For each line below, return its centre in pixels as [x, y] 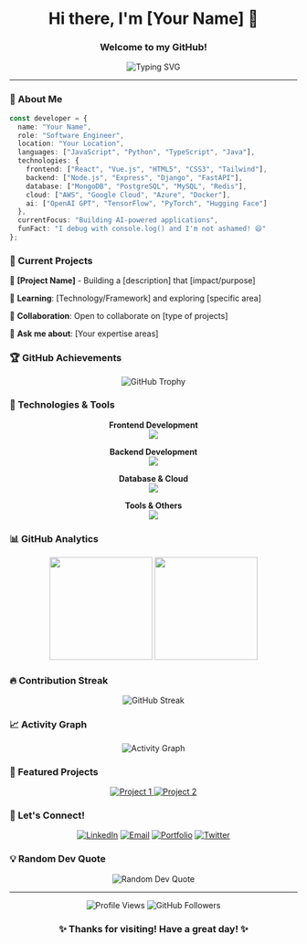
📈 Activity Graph [48, 725]
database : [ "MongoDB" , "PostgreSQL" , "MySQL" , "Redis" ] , [137, 186]
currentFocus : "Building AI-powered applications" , [118, 220]
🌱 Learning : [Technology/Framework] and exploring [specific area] [136, 298]
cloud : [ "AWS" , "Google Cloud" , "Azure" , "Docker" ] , [128, 195]
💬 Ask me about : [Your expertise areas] [84, 334]
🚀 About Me [36, 100]
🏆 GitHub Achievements [65, 358]
